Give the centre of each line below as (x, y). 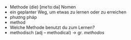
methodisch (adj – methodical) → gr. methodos (57, 33)
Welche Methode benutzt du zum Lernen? (52, 27)
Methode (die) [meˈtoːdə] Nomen (43, 7)
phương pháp (23, 17)
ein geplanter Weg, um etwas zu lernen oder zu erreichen (68, 12)
